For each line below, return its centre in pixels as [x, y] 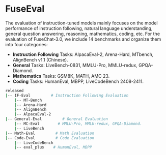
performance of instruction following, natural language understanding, [79, 28]
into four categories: [27, 44]
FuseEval [25, 9]
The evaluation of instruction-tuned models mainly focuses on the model [81, 23]
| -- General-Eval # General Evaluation [57, 119]
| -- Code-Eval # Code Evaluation [50, 138]
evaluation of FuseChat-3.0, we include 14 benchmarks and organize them [83, 39]
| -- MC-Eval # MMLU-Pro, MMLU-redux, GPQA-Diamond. [78, 124]
